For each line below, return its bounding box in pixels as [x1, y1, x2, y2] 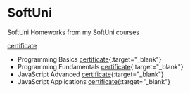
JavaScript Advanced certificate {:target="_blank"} [17, 70, 164, 78]
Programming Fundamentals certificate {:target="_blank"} [17, 62, 184, 71]
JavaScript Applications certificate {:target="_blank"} [17, 77, 171, 85]
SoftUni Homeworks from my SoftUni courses [7, 28, 139, 36]
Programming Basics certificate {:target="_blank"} [17, 55, 162, 64]
